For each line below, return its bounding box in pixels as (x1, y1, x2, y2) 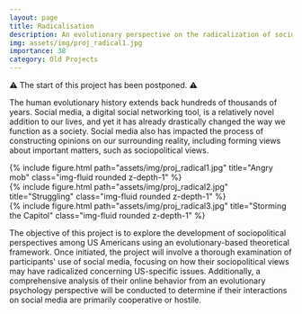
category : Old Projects (9, 55, 99, 64)
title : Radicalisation (9, 22, 94, 31)
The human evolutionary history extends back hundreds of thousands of (9, 97, 278, 108)
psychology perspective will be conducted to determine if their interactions (9, 285, 288, 295)
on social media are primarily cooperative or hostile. (9, 294, 202, 305)
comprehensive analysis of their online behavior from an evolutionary (9, 275, 266, 286)
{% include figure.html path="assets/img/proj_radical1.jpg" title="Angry (9, 163, 274, 173)
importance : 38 (9, 47, 67, 56)
